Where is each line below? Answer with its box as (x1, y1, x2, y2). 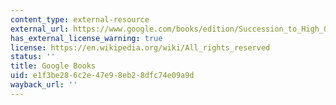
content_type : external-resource (10, 14, 150, 25)
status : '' (10, 52, 56, 62)
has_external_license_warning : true (10, 33, 163, 43)
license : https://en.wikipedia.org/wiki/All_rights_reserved (10, 42, 271, 53)
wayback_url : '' (10, 80, 78, 90)
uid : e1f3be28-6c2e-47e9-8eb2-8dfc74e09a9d (10, 71, 195, 81)
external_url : (10, 24, 70, 34)
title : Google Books (10, 61, 97, 71)
